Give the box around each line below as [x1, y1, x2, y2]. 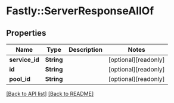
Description [68, 46, 103, 54]
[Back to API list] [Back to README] [6, 90, 94, 97]
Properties [6, 28, 46, 38]
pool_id [9, 75, 31, 83]
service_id [9, 55, 40, 64]
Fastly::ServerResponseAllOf [6, 4, 154, 18]
